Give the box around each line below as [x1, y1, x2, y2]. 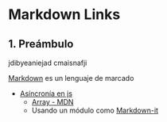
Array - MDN [31, 97, 74, 106]
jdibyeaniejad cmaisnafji [8, 58, 87, 67]
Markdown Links [8, 6, 121, 24]
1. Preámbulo [8, 37, 74, 51]
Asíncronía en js [19, 89, 73, 98]
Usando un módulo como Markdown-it [31, 105, 159, 115]
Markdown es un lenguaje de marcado [8, 74, 134, 82]
